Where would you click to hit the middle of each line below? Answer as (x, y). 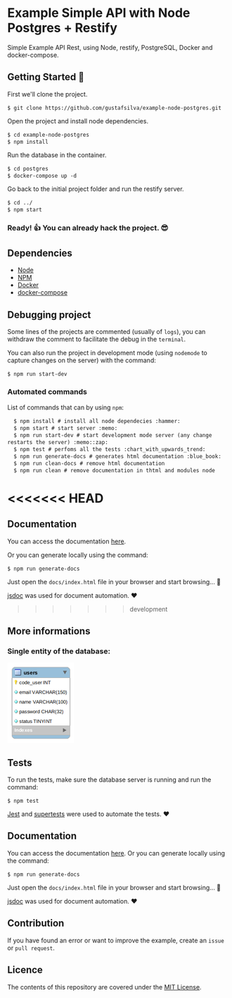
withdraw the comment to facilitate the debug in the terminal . (97, 339)
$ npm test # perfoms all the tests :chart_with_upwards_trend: (110, 449)
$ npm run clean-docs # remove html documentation (89, 463)
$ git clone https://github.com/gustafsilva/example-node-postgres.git (114, 108)
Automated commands (47, 392)
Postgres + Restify (63, 28)
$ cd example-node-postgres (49, 135)
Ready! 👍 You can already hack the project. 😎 (88, 228)
